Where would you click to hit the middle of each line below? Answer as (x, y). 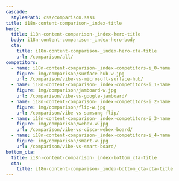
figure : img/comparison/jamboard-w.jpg (67, 91)
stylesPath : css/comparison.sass (53, 17)
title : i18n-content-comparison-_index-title (64, 23)
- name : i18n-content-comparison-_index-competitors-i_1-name (91, 85)
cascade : (17, 12)
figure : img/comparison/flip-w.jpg (61, 107)
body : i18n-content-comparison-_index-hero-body (73, 40)
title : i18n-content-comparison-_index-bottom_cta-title (84, 157)
